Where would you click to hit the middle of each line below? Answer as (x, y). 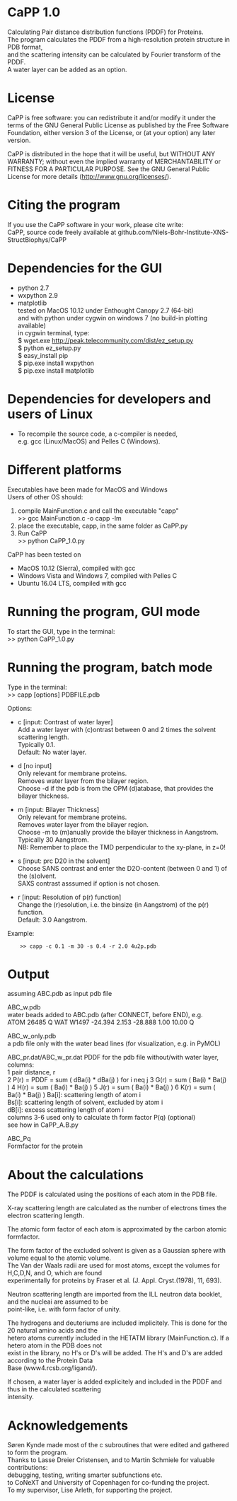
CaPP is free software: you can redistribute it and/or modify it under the (111, 117)
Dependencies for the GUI (85, 268)
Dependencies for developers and (109, 399)
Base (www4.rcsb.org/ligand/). (52, 1368)
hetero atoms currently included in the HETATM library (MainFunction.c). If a (118, 1338)
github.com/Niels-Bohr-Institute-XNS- (173, 232)
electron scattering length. (46, 1216)
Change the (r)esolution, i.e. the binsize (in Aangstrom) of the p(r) (113, 904)
